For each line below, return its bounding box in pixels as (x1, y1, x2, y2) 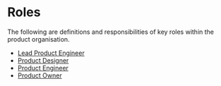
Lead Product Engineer (17, 49, 85, 57)
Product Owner (17, 71, 62, 80)
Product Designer (17, 56, 69, 64)
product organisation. (7, 35, 70, 43)
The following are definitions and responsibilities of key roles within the (7, 27, 214, 36)
